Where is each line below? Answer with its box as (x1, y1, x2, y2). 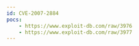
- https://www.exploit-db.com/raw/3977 (18, 28, 133, 36)
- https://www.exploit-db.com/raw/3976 (18, 22, 133, 29)
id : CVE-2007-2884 (6, 9, 59, 17)
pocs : (6, 16, 22, 23)
